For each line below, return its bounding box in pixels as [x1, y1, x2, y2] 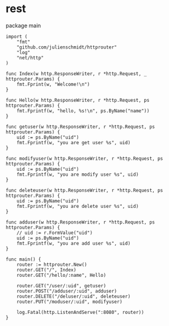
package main [5, 22, 41, 29]
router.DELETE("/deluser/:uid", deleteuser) [16, 293, 131, 299]
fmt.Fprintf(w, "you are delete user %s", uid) [16, 203, 139, 209]
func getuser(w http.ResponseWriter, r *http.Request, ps [5, 124, 155, 130]
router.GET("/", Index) [16, 267, 77, 273]
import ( [5, 33, 28, 39]
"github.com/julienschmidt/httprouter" [16, 44, 118, 50]
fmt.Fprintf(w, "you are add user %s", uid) [16, 240, 131, 247]
